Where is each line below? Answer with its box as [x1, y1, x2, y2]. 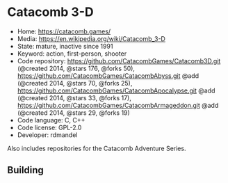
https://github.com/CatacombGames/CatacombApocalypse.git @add [17, 86, 215, 95]
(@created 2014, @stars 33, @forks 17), [17, 93, 132, 102]
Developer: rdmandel [17, 130, 78, 139]
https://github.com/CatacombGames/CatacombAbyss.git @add [17, 71, 199, 80]
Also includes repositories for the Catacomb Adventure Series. [7, 144, 186, 152]
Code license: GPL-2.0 [17, 123, 82, 132]
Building [7, 164, 44, 176]
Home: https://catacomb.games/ [17, 27, 111, 35]
